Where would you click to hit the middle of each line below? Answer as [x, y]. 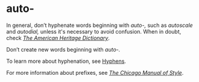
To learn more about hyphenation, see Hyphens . [66, 61]
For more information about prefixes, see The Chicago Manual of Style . [95, 72]
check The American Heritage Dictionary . [58, 38]
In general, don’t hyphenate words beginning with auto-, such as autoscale [99, 25]
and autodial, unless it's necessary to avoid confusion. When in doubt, [94, 31]
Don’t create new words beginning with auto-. [63, 49]
